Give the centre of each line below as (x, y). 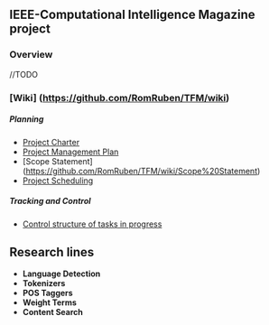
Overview (31, 55)
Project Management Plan (70, 152)
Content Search (53, 312)
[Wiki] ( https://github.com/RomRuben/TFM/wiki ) (120, 97)
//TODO (24, 74)
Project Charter (51, 142)
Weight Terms (49, 302)
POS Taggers (48, 293)
